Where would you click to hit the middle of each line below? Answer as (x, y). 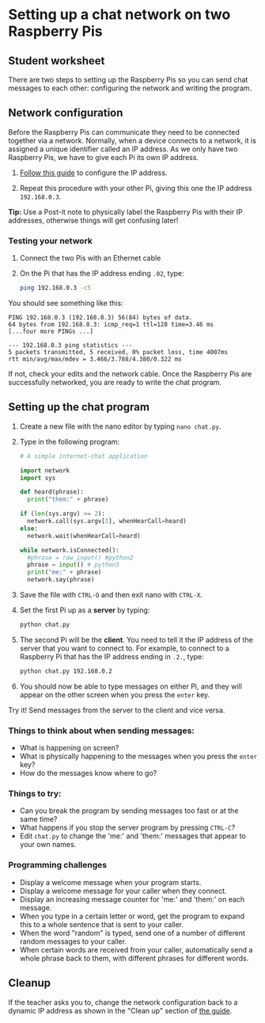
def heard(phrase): (52, 492)
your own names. (48, 845)
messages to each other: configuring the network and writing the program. (130, 88)
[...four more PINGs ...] (51, 331)
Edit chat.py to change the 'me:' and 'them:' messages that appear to (133, 836)
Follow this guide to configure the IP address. (93, 173)
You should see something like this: (66, 303)
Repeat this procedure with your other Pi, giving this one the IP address (136, 188)
